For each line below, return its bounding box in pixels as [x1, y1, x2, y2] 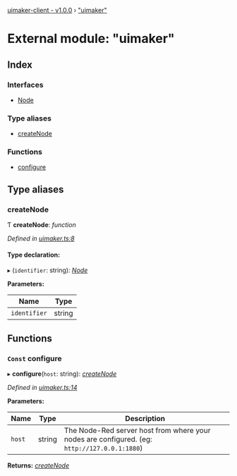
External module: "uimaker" [7, 31, 175, 47]
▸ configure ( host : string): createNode [7, 370, 117, 378]
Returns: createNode [7, 461, 69, 470]
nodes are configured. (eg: [63, 434, 153, 444]
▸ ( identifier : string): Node [7, 266, 88, 274]
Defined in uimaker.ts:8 [7, 234, 75, 243]
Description [125, 414, 166, 424]
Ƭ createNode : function [7, 221, 76, 229]
